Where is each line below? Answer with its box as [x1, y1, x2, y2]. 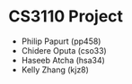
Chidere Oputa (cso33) [21, 45, 107, 55]
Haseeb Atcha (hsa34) [21, 55, 105, 65]
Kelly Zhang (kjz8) [21, 64, 89, 75]
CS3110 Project [8, 6, 123, 27]
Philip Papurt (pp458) [21, 36, 101, 46]
